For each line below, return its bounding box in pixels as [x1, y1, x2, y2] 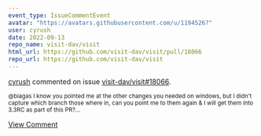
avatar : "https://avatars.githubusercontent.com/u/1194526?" [8, 19, 213, 27]
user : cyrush [8, 26, 51, 34]
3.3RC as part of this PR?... [8, 105, 81, 114]
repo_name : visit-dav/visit [8, 41, 101, 49]
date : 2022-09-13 [8, 33, 65, 42]
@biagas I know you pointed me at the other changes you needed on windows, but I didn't [8, 92, 252, 100]
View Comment [8, 119, 58, 129]
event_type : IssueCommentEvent [8, 11, 111, 20]
